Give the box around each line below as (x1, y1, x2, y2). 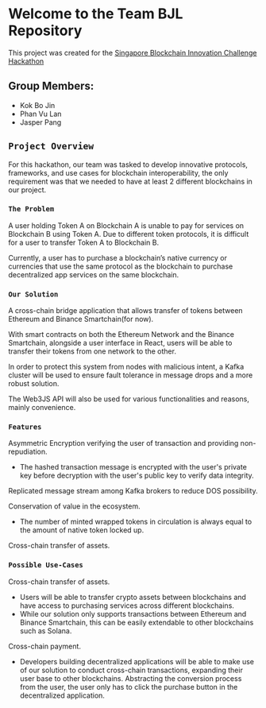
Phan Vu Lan (19, 109, 62, 118)
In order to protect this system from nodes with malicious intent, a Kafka (8, 362, 245, 372)
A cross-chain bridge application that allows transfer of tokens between (8, 306, 244, 315)
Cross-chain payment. (8, 641, 82, 651)
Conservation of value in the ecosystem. (8, 501, 141, 511)
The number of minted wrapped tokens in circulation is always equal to (19, 517, 253, 527)
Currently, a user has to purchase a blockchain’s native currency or (8, 253, 228, 262)
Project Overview (8, 141, 94, 152)
